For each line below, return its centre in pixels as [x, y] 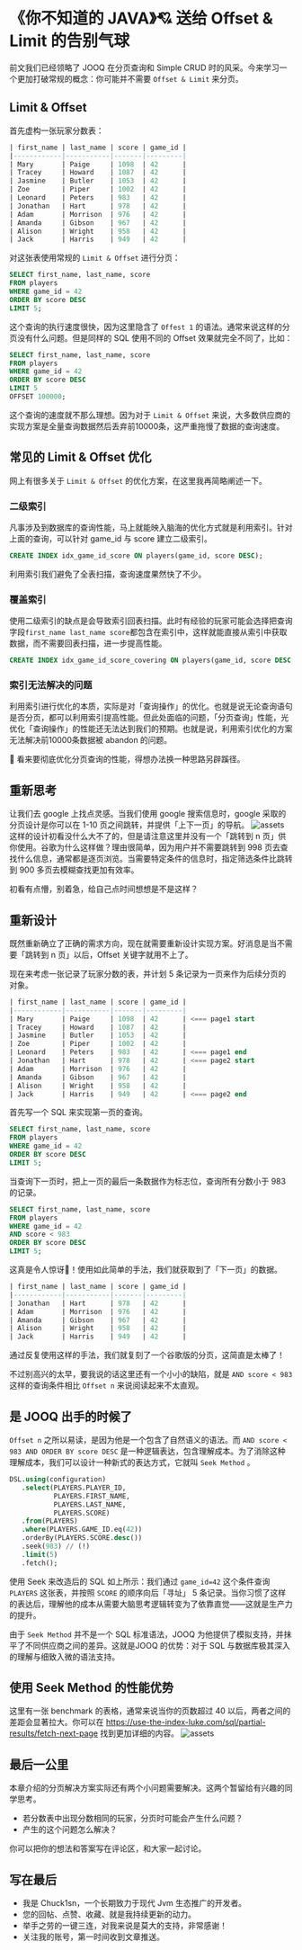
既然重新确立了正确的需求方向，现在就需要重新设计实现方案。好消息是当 [143, 943]
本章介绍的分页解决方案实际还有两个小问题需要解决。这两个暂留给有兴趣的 [147, 1788]
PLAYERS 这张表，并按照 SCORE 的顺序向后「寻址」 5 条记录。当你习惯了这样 [147, 1592]
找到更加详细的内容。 [140, 1733]
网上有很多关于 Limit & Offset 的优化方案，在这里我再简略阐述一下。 [138, 480]
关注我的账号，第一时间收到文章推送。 [93, 1937]
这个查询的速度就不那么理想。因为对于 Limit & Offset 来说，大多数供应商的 [150, 415]
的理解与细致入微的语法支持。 [64, 1657]
